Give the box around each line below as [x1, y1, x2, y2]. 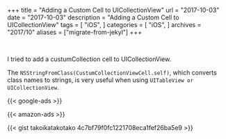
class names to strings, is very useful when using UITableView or [7, 76, 194, 84]
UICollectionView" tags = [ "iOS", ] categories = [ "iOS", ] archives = [7, 21, 202, 28]
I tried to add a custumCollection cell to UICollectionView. [7, 55, 172, 63]
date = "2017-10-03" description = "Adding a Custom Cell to [7, 13, 179, 22]
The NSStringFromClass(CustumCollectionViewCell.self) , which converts [7, 69, 217, 76]
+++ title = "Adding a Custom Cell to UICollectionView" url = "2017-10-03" [7, 6, 220, 14]
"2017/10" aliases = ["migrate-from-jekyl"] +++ [7, 28, 143, 36]
